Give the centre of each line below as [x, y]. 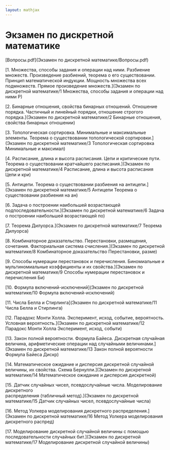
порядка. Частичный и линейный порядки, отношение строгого [74, 111]
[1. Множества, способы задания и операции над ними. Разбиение [78, 69]
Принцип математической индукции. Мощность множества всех [76, 80]
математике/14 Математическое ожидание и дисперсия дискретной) [81, 375]
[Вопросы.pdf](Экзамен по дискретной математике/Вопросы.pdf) [77, 60]
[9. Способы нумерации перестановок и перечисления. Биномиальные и [85, 261]
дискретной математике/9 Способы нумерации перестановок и [75, 272]
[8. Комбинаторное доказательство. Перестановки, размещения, [76, 241]
